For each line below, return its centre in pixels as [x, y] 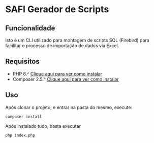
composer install [24, 117]
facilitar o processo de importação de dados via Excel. [62, 46]
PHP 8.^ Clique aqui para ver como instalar [57, 74]
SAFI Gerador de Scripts [57, 9]
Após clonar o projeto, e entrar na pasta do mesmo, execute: [69, 107]
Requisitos [22, 62]
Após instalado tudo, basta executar [43, 126]
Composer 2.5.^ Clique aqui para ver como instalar [66, 79]
